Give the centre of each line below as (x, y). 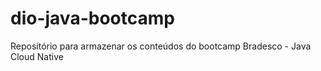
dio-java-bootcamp (92, 18)
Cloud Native (37, 56)
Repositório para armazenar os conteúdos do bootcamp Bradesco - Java (161, 46)
